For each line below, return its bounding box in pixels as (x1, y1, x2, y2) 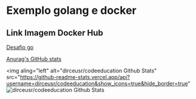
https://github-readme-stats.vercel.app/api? (20, 74, 130, 80)
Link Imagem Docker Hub (6, 28, 104, 38)
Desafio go (6, 43, 34, 51)
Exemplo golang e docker (6, 4, 137, 18)
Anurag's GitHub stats (6, 56, 62, 62)
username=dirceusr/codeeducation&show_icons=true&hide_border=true (6, 80, 188, 87)
